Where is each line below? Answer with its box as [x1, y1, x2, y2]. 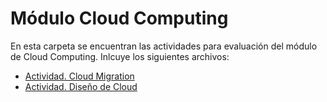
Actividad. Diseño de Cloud [24, 80, 138, 92]
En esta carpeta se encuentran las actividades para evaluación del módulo [10, 40, 318, 52]
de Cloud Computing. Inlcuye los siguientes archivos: [10, 50, 230, 62]
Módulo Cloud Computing [10, 7, 229, 30]
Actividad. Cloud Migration [24, 70, 135, 82]
